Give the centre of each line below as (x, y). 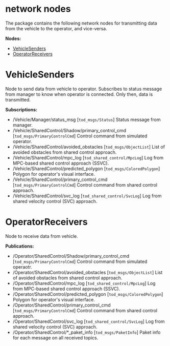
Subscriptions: (21, 109)
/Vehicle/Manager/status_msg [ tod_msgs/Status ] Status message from (87, 119)
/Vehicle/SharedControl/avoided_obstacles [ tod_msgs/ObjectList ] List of (89, 147)
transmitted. (18, 99)
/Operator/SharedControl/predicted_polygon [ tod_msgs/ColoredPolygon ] (88, 294)
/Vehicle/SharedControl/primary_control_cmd (60, 179)
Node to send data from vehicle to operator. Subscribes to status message (84, 89)
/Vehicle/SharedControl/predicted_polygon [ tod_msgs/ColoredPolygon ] (86, 168)
